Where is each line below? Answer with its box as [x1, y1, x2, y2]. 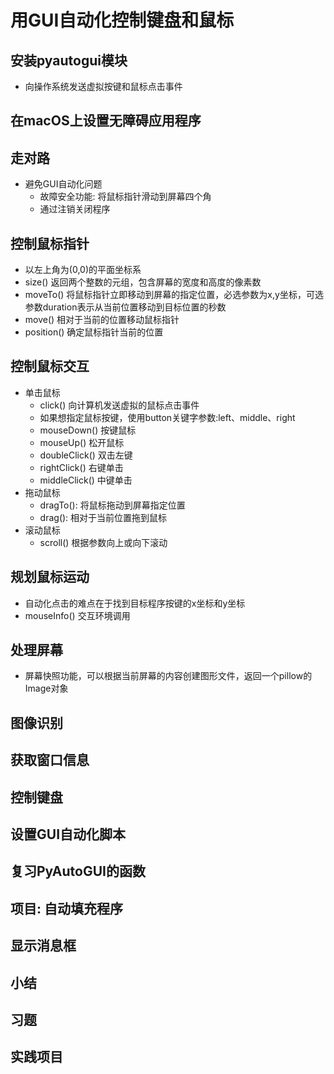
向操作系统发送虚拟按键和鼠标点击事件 [24, 81, 183, 92]
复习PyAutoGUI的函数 [10, 863, 146, 880]
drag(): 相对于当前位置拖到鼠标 [39, 511, 168, 523]
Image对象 [24, 682, 69, 695]
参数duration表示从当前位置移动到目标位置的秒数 [24, 301, 227, 313]
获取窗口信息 [10, 752, 90, 769]
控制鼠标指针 [10, 235, 90, 252]
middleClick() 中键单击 [39, 474, 133, 486]
